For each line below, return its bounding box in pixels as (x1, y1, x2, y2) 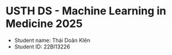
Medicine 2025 (5, 17, 83, 30)
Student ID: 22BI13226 (14, 43, 70, 50)
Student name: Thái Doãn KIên (14, 36, 91, 44)
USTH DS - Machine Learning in (5, 4, 167, 18)
